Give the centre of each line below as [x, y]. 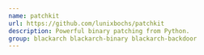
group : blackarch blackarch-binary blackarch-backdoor [103, 38]
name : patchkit [34, 16]
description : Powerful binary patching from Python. [99, 31]
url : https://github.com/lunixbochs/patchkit [86, 23]
